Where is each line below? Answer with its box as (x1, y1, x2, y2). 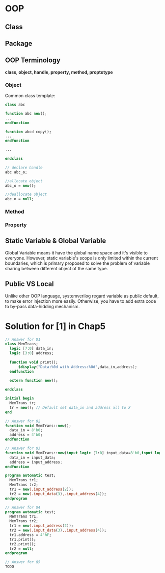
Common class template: (5, 93, 55, 99)
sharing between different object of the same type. (5, 265, 108, 271)
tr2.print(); (9, 541, 36, 546)
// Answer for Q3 (5, 446, 41, 451)
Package (5, 39, 33, 47)
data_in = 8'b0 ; (9, 428, 43, 433)
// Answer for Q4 (5, 505, 41, 510)
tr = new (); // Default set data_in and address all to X (9, 405, 131, 410)
